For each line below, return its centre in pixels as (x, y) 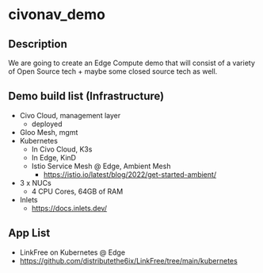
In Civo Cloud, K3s (62, 149)
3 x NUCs (35, 183)
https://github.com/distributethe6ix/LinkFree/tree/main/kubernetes (128, 260)
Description (38, 44)
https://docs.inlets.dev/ (69, 208)
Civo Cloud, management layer (70, 115)
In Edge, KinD (54, 157)
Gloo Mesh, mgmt (49, 132)
